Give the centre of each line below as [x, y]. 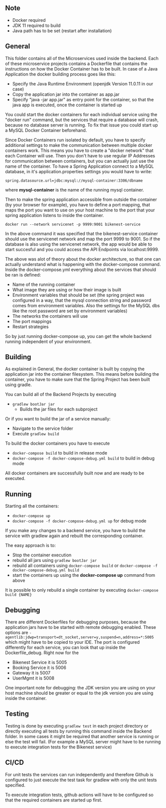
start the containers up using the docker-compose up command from [83, 575]
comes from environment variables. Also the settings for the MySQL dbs [86, 305]
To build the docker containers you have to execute [57, 443]
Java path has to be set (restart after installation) [62, 31]
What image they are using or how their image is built [67, 289]
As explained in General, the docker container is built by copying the [75, 369]
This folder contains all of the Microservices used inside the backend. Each [82, 58]
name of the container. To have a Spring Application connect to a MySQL [80, 166]
